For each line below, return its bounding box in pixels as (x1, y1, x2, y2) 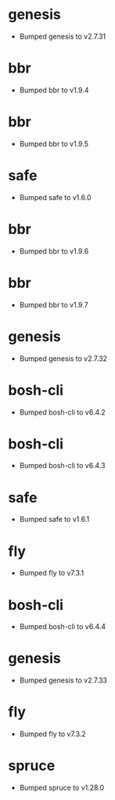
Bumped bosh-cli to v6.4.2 (19, 407, 106, 417)
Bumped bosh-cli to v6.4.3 (19, 461, 106, 471)
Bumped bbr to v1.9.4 (19, 85, 89, 95)
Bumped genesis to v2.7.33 (19, 675, 108, 685)
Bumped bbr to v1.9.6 (19, 246, 89, 255)
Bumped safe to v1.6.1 (19, 515, 90, 524)
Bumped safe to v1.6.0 (19, 192, 92, 202)
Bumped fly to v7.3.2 (19, 729, 86, 739)
